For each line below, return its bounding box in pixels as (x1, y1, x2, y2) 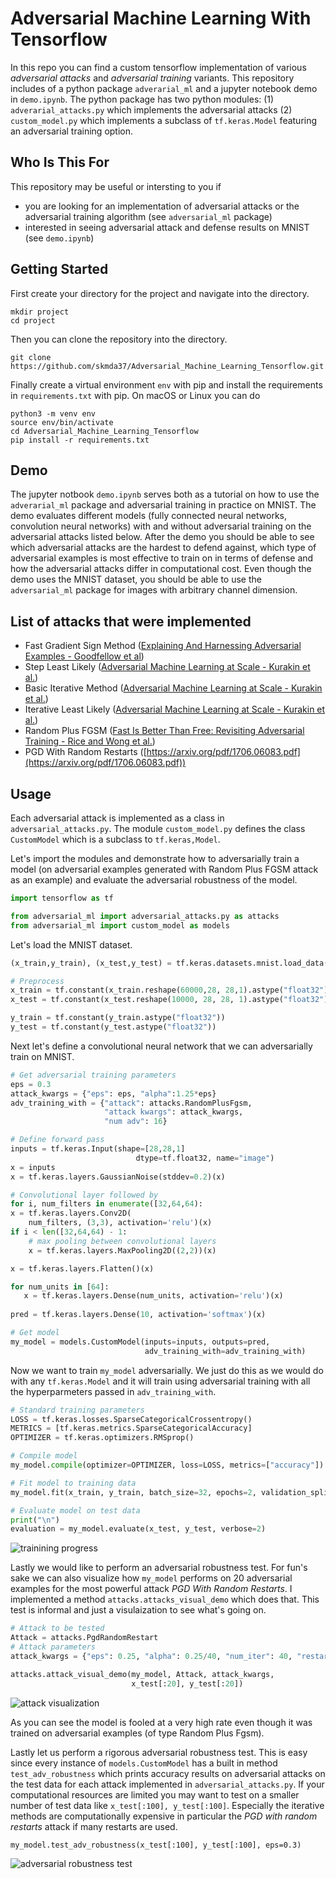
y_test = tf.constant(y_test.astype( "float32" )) (10, 1022, 217, 1032)
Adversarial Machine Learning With (10, 7, 312, 30)
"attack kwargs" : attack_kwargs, (104, 1107, 244, 1117)
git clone (10, 352, 52, 362)
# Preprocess (10, 976, 65, 986)
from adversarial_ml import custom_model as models (10, 920, 230, 931)
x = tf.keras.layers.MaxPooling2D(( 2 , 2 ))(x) (28, 1245, 217, 1256)
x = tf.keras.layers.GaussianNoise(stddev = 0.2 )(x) (10, 1172, 226, 1182)
